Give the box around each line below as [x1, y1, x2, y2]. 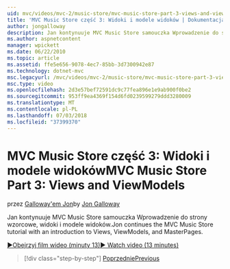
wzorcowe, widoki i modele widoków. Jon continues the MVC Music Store [7, 220, 214, 229]
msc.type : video [7, 80, 53, 87]
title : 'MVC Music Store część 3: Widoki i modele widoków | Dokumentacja [7, 16, 225, 23]
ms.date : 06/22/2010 [7, 49, 66, 56]
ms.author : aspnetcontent [7, 36, 81, 43]
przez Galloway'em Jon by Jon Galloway [7, 200, 120, 208]
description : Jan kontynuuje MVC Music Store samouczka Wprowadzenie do [7, 29, 219, 36]
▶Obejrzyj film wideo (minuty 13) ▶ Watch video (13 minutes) [7, 241, 179, 249]
